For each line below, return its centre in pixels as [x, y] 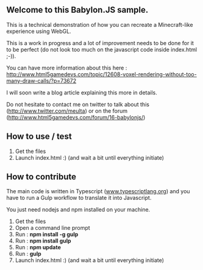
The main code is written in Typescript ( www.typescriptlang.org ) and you [98, 191]
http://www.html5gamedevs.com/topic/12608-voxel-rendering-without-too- [101, 74]
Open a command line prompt [52, 228]
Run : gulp [28, 254]
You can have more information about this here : [67, 68]
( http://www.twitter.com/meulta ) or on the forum [67, 111]
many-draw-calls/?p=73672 [41, 80]
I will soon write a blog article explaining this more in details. [82, 92]
